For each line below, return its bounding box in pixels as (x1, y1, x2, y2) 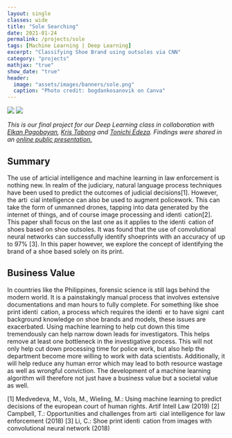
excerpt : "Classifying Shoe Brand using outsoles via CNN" (7, 49, 181, 56)
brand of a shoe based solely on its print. (7, 247, 125, 255)
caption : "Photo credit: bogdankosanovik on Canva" (13, 87, 166, 94)
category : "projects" (7, 55, 70, 62)
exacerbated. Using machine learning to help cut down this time (7, 322, 190, 331)
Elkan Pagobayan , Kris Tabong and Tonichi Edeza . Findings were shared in (7, 128, 222, 136)
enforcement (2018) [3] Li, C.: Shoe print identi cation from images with (7, 417, 213, 425)
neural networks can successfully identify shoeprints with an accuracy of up (7, 232, 226, 241)
